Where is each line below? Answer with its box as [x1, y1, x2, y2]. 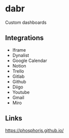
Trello [12, 68, 24, 74]
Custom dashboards [5, 19, 47, 25]
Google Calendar [12, 58, 47, 64]
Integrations [5, 34, 44, 42]
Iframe [12, 47, 26, 53]
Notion [12, 63, 26, 69]
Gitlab [12, 73, 25, 79]
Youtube [12, 89, 30, 95]
